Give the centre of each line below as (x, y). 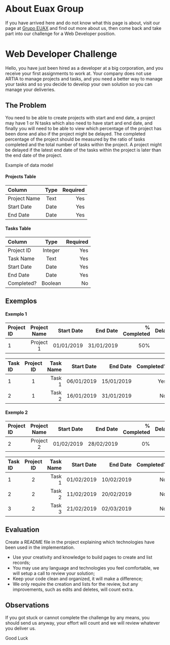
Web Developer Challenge (61, 54)
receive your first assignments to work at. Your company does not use (78, 73)
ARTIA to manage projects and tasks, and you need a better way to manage (84, 78)
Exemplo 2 (16, 412)
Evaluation (22, 530)
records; (21, 563)
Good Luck (17, 638)
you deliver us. (21, 628)
